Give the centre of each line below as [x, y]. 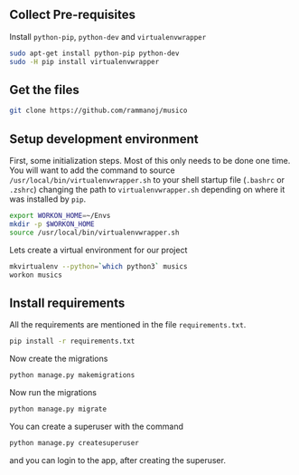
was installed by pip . [48, 199]
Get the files [44, 90]
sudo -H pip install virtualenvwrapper [84, 62]
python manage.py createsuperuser [75, 442]
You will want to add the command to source [92, 170]
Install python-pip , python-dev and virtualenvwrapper [108, 36]
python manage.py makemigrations [72, 375]
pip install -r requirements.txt [72, 342]
